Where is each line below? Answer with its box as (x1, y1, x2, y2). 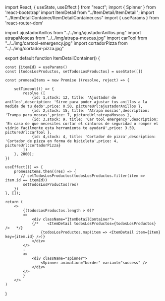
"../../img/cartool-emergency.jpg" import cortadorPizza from (5, 40, 128, 46)
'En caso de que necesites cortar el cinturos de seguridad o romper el (5, 121, 159, 126)
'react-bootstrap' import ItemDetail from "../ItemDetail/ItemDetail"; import (5, 9, 155, 15)
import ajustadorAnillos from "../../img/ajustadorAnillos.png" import (5, 30, 141, 35)
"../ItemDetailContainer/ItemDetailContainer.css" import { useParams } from (5, 15, 159, 20)
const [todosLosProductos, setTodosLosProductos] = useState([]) (5, 69, 143, 74)
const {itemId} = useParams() (5, 65, 68, 70)
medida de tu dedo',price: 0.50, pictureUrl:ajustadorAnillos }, (5, 104, 143, 109)
